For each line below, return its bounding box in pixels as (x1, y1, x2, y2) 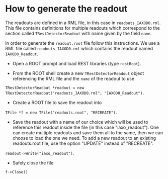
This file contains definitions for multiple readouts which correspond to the (5, 25, 160, 31)
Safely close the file (12, 159, 54, 166)
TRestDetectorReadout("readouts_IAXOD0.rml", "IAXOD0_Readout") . (5, 89, 144, 96)
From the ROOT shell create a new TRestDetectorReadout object (12, 70, 144, 76)
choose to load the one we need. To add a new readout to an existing (12, 135, 156, 141)
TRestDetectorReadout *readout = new (5, 85, 85, 91)
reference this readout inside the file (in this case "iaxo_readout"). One (12, 124, 159, 130)
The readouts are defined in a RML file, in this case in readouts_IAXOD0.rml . (5, 20, 161, 26)
